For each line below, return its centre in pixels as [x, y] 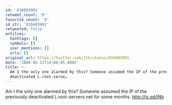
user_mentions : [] [30, 48]
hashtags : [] [24, 39]
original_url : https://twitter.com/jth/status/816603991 [67, 58]
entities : [16, 34]
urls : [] [19, 53]
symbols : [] [23, 44]
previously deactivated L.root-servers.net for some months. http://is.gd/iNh [85, 97]
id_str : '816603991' [27, 24]
